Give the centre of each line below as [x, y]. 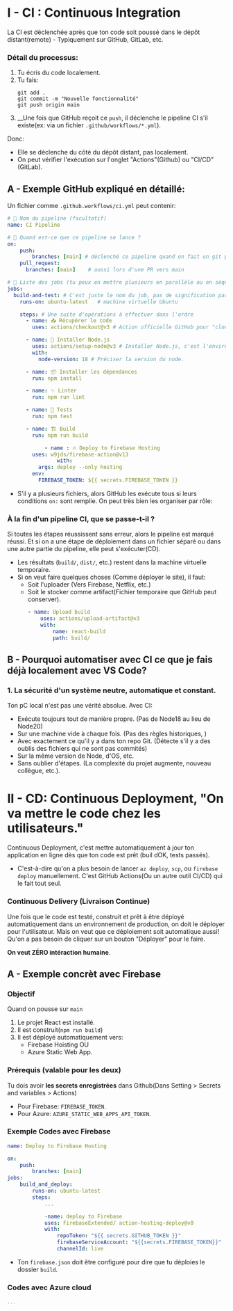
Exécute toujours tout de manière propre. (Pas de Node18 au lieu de [114, 719]
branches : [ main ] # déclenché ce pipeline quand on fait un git [127, 257]
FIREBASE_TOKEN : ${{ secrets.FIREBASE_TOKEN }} [108, 480]
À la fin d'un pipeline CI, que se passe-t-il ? [81, 518]
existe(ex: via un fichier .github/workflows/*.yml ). [89, 125]
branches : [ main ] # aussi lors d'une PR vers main [105, 270]
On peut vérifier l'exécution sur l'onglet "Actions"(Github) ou [103, 160]
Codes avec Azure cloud [49, 1287]
